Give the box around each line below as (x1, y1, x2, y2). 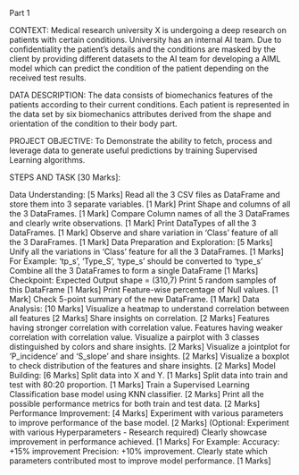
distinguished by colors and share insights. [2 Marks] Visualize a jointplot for (9, 342, 291, 352)
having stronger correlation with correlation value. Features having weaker (9, 322, 283, 333)
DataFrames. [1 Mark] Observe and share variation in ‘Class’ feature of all (9, 227, 278, 238)
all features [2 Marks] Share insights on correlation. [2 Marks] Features (9, 313, 270, 323)
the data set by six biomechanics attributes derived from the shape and (9, 109, 272, 119)
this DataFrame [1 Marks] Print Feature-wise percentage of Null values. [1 (9, 284, 278, 294)
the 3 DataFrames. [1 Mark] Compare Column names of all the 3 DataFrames (9, 208, 290, 218)
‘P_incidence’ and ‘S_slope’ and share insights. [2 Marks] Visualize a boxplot (9, 351, 290, 361)
